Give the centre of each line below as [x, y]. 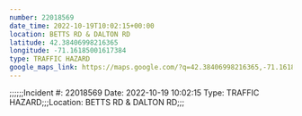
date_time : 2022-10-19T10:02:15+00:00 [82, 26]
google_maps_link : [44, 68]
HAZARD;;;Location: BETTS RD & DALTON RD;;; [97, 102]
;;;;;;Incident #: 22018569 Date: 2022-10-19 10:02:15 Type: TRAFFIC [134, 92]
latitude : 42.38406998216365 [64, 42]
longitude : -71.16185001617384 [68, 51]
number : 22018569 [42, 17]
